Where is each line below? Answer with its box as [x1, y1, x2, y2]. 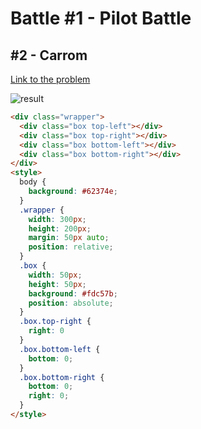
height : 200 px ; [28, 223, 92, 234]
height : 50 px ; [28, 279, 87, 289]
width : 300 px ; [28, 214, 87, 224]
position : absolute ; [28, 298, 114, 308]
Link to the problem [10, 73, 91, 85]
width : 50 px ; [28, 270, 83, 280]
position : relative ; [28, 242, 114, 252]
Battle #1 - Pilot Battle [10, 7, 192, 30]
